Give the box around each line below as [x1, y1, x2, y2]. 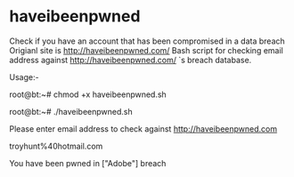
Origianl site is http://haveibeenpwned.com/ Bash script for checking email [9, 44, 283, 55]
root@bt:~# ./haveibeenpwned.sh [9, 106, 133, 117]
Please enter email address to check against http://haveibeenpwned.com [9, 123, 278, 134]
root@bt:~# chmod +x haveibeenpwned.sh [9, 89, 167, 100]
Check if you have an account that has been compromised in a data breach [9, 36, 285, 46]
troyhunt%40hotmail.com [9, 141, 103, 151]
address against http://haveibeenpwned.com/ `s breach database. [9, 54, 252, 65]
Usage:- [9, 71, 39, 82]
